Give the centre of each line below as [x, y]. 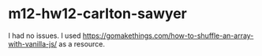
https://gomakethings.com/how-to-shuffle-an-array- [168, 35]
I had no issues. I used [45, 35]
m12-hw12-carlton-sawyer [97, 14]
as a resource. [82, 43]
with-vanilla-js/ [33, 43]
